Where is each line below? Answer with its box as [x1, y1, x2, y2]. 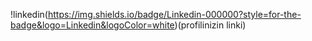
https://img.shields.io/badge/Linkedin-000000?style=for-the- [47, 9, 302, 20]
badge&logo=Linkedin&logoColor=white [10, 19, 175, 31]
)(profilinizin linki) [174, 19, 247, 31]
